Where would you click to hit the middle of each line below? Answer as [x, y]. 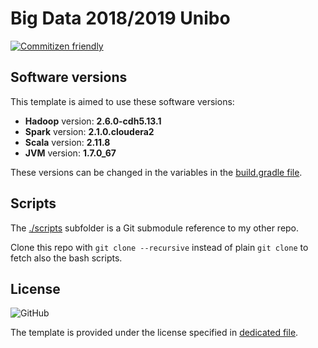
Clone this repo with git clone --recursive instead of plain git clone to [159, 247]
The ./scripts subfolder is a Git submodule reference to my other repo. [155, 228]
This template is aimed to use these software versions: [122, 101]
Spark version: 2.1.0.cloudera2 [89, 131]
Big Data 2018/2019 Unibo [120, 18]
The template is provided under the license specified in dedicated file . [154, 333]
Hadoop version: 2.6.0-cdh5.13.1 [93, 121]
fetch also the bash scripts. [66, 258]
